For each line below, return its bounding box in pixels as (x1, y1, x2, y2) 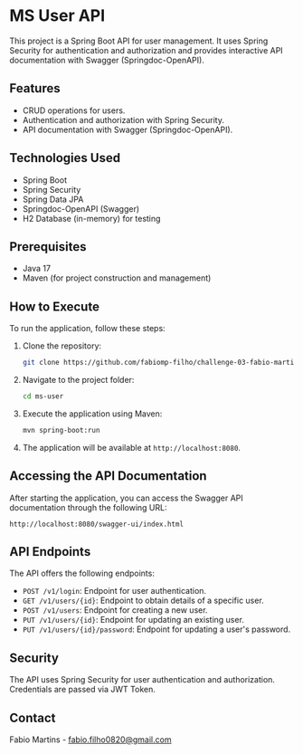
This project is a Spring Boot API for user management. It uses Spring (9, 35, 269, 46)
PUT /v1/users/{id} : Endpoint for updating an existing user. (22, 615, 244, 625)
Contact (9, 710, 56, 725)
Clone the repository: (22, 340, 102, 351)
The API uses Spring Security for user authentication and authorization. (9, 674, 276, 685)
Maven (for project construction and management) (22, 272, 212, 283)
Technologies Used (9, 150, 120, 166)
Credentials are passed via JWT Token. (9, 684, 156, 695)
